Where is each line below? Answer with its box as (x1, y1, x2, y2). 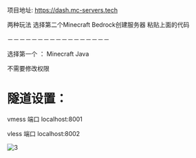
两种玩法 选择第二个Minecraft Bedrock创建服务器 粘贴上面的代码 (7, 21, 190, 29)
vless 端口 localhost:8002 (7, 129, 80, 137)
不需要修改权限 (7, 65, 50, 72)
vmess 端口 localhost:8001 (7, 115, 83, 123)
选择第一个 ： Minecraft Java (7, 50, 89, 58)
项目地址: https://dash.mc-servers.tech (7, 6, 118, 14)
